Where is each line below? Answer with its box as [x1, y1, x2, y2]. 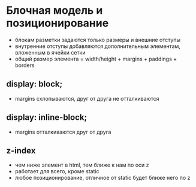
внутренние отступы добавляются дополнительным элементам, [14, 43, 181, 50]
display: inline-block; [6, 112, 88, 123]
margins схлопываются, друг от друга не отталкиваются [14, 95, 160, 102]
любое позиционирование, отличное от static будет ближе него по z [14, 174, 191, 182]
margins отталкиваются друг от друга [14, 128, 111, 135]
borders [14, 61, 35, 69]
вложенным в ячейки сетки [14, 49, 86, 56]
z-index [6, 145, 36, 156]
